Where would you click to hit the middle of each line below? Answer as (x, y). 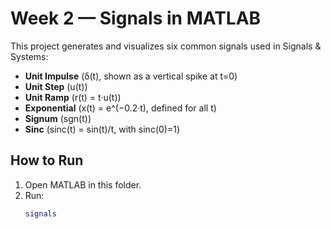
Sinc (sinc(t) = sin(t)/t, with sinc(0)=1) (102, 129)
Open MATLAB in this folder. (83, 184)
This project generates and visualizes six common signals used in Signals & (166, 46)
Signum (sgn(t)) (58, 118)
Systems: (29, 56)
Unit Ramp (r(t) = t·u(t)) (73, 97)
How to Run (47, 160)
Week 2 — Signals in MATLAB (136, 18)
